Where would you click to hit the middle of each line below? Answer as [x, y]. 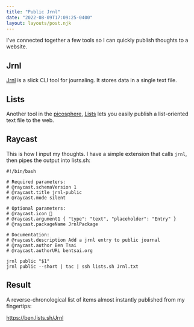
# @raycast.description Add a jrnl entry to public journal [83, 240]
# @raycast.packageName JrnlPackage [52, 224]
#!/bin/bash [21, 171]
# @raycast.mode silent [36, 198]
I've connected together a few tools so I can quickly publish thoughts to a [97, 40]
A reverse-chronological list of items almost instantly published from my [95, 299]
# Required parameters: [36, 182]
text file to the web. [30, 120]
